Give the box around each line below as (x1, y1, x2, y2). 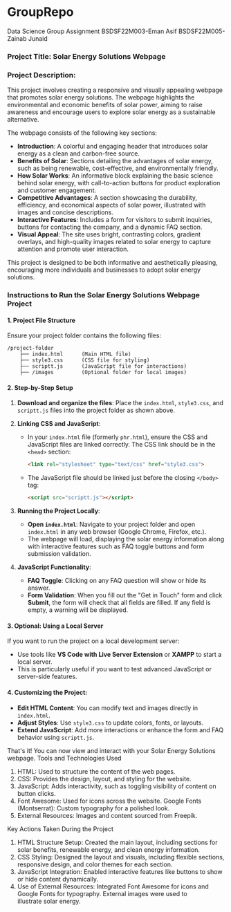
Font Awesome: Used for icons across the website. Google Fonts (17, 797, 202, 805)
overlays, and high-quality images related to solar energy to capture (17, 238, 211, 246)
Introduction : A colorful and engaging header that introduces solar (17, 142, 208, 151)
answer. (27, 584, 50, 592)
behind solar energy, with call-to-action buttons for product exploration (17, 179, 221, 187)
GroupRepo (7, 4, 74, 20)
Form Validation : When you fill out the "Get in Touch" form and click (27, 591, 223, 599)
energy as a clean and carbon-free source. (17, 149, 140, 158)
